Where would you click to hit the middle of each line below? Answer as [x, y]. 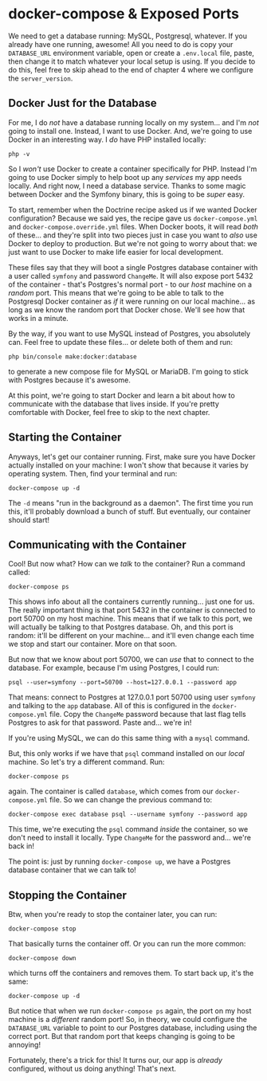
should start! [29, 519]
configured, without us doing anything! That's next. [92, 1069]
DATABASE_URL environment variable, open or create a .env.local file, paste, [132, 53]
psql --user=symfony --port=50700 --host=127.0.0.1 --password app [123, 683]
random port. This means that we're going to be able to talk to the [116, 292]
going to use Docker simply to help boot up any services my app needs [125, 177]
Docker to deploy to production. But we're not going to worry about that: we [133, 243]
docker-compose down [43, 958]
